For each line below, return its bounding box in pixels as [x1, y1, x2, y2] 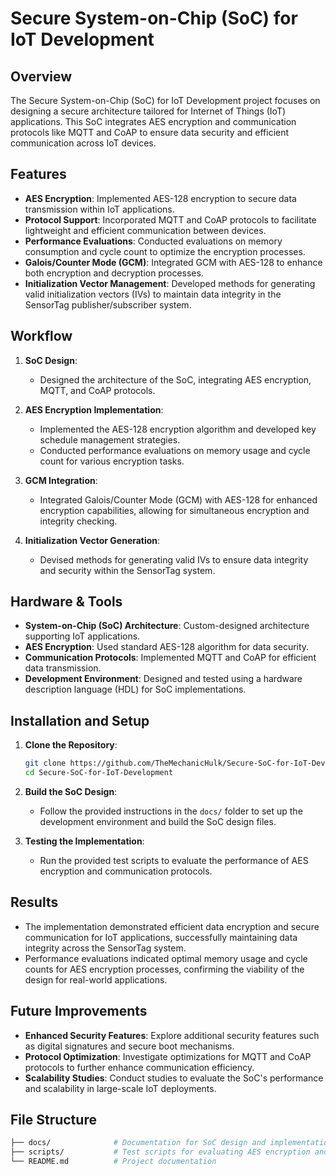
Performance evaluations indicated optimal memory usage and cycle [24, 952, 308, 964]
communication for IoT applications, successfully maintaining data [24, 931, 298, 943]
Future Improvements [10, 1003, 148, 1020]
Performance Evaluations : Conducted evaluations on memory [24, 235, 283, 247]
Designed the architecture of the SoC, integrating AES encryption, [39, 373, 312, 386]
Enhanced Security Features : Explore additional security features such [24, 1029, 320, 1041]
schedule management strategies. [39, 433, 181, 446]
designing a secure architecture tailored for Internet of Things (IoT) [10, 105, 287, 117]
